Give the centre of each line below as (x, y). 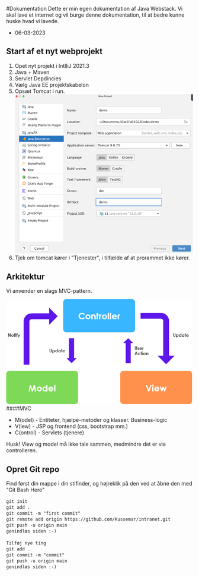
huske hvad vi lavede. (33, 21)
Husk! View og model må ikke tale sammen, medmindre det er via (86, 444)
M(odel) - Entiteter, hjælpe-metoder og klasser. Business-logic (91, 420)
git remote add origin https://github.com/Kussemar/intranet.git (88, 519)
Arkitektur (25, 276)
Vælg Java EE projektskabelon (52, 84)
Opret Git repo (33, 469)
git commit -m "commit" (36, 555)
